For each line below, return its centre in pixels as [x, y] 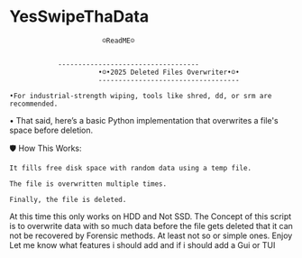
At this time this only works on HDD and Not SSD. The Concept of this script [151, 216]
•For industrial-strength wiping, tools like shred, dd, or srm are [141, 96]
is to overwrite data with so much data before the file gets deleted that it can [151, 226]
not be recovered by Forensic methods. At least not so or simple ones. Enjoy [151, 235]
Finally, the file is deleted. [68, 199]
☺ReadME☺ [119, 41]
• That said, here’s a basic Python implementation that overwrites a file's [144, 120]
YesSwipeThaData [79, 17]
